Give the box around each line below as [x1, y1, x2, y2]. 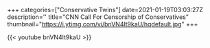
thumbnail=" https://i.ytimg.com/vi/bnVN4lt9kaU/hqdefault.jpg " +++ [7, 20, 198, 28]
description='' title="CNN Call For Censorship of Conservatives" [7, 13, 189, 21]
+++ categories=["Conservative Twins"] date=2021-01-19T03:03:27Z [7, 6, 204, 14]
